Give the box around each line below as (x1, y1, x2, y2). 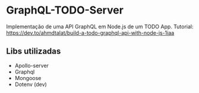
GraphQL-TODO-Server (6, 4, 124, 17)
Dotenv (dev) (14, 81, 48, 88)
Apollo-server (14, 62, 49, 69)
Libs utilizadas (6, 46, 61, 57)
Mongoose (14, 74, 42, 81)
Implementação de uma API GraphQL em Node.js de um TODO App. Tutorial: (6, 23, 194, 30)
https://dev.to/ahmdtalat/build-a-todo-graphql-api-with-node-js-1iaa (6, 29, 175, 36)
